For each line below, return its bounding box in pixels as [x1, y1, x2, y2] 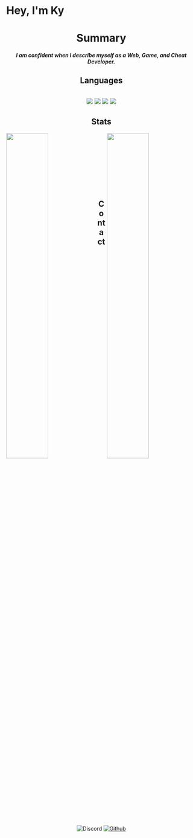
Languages [80, 76, 123, 86]
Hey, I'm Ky [6, 4, 65, 18]
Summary [76, 31, 127, 45]
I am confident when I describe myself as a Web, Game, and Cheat [16, 51, 187, 59]
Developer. [87, 58, 116, 65]
